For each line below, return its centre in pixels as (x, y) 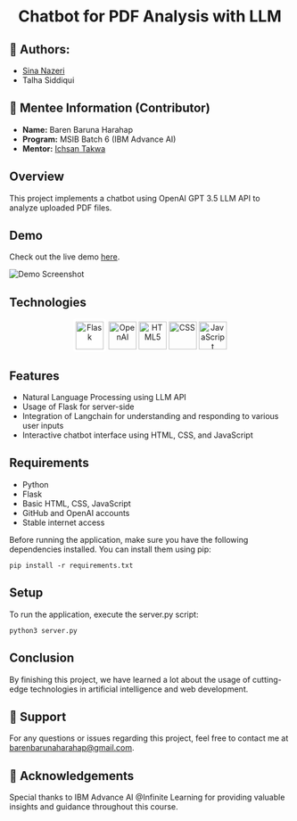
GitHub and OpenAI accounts (76, 513)
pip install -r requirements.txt (71, 565)
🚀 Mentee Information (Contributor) (110, 108)
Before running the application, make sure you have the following (129, 539)
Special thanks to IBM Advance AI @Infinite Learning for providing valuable (147, 797)
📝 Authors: (40, 49)
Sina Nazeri (43, 70)
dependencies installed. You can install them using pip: (110, 549)
